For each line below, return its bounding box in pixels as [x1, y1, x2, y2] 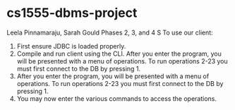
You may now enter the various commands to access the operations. [16, 94, 217, 103]
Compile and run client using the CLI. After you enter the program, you [16, 49, 222, 58]
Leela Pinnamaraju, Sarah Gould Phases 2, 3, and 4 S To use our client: [6, 28, 213, 37]
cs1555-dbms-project [6, 5, 138, 21]
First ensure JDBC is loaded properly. [16, 42, 126, 50]
